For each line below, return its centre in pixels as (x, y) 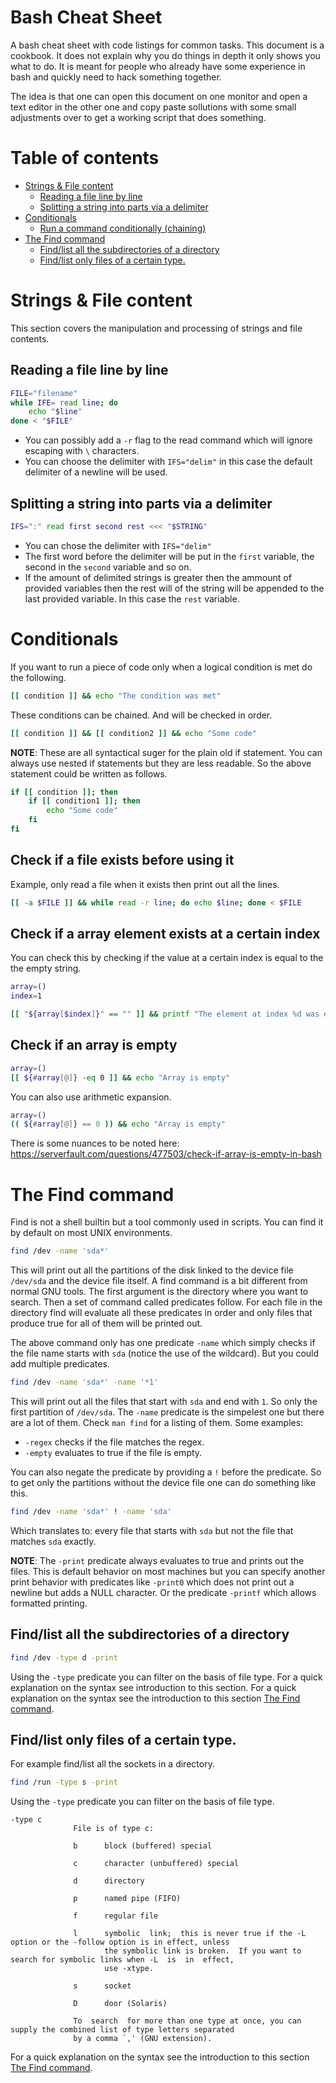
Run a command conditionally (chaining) (123, 228)
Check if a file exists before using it (122, 860)
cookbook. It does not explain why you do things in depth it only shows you (165, 55)
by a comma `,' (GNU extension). (143, 2039)
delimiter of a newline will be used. (96, 472)
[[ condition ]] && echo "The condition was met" (116, 696)
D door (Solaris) (120, 2004)
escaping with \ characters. (82, 451)
